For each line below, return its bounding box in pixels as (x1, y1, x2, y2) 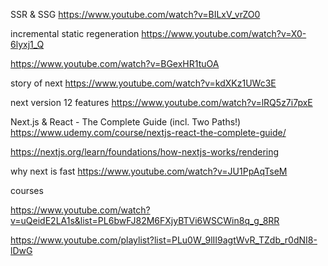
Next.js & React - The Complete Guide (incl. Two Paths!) (10, 116, 242, 128)
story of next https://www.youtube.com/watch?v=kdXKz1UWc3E (10, 77, 277, 89)
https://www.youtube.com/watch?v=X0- (141, 28, 307, 39)
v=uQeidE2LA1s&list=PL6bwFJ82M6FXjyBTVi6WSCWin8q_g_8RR (10, 215, 280, 226)
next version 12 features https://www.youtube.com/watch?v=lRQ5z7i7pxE (10, 97, 313, 108)
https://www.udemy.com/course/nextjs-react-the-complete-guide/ (10, 127, 287, 138)
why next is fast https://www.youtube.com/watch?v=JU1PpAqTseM (10, 165, 288, 177)
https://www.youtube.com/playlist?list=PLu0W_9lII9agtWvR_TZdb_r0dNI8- (10, 234, 318, 246)
